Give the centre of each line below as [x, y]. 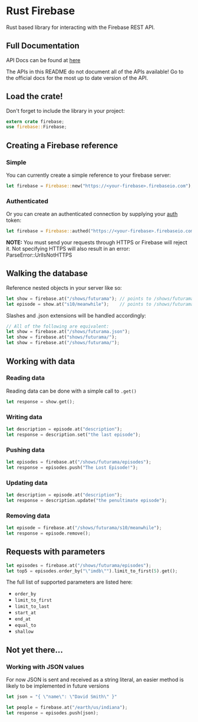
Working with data [41, 361]
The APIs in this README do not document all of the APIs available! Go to [95, 72]
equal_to [25, 626]
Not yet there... [34, 650]
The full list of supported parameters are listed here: [69, 582]
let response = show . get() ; [41, 402]
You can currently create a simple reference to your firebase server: [88, 175]
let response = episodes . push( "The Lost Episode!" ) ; [72, 467]
